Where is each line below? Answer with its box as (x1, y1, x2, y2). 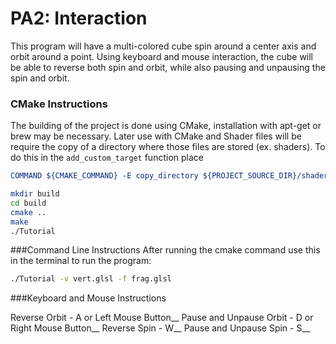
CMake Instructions (10, 97, 108, 111)
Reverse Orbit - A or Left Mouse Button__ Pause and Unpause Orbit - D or (10, 312, 314, 324)
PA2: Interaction (10, 7, 148, 30)
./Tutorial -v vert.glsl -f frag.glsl (10, 274, 172, 284)
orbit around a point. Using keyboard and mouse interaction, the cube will (10, 50, 314, 62)
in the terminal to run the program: (10, 255, 152, 267)
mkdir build (10, 189, 60, 199)
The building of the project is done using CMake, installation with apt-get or (10, 120, 322, 132)
